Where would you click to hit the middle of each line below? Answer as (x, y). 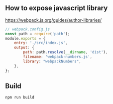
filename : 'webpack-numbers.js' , (58, 57)
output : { (24, 48)
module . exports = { (25, 38)
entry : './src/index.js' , (41, 43)
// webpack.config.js (28, 29)
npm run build (20, 98)
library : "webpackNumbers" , (52, 61)
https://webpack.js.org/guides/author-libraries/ (54, 20)
